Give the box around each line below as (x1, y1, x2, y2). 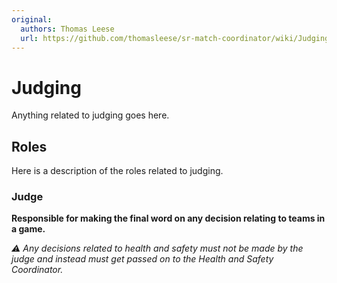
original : (11, 14, 53, 25)
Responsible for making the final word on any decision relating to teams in (11, 212, 326, 225)
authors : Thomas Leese (20, 24, 115, 34)
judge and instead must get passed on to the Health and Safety (11, 253, 274, 265)
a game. (11, 223, 46, 235)
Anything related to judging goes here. (11, 109, 170, 121)
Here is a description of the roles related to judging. (11, 165, 224, 177)
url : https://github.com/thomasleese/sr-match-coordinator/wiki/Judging (20, 33, 330, 43)
